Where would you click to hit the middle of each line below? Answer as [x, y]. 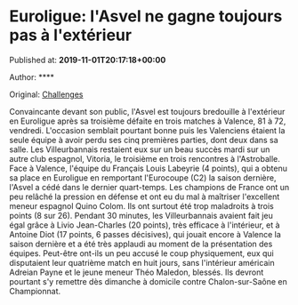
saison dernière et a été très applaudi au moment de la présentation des [141, 244]
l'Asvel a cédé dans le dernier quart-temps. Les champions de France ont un [149, 187]
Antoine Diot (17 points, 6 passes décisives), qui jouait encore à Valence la [145, 234]
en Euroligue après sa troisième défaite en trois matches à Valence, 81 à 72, [148, 121]
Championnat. [35, 291]
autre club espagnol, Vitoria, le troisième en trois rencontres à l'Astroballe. [145, 158]
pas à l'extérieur [70, 35]
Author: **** [32, 76]
